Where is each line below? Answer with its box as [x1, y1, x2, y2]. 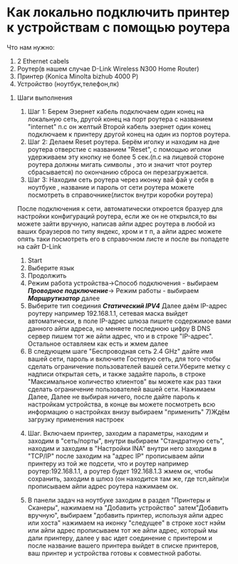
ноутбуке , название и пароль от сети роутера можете [27, 183, 195, 191]
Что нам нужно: [6, 43, 55, 51]
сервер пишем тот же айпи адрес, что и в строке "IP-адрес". [27, 332, 214, 340]
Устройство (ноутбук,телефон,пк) [16, 79, 120, 88]
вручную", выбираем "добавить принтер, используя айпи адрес [27, 511, 224, 519]
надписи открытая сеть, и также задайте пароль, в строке [27, 369, 206, 378]
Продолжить [27, 271, 67, 280]
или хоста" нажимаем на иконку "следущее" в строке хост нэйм [27, 518, 226, 527]
